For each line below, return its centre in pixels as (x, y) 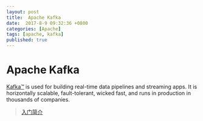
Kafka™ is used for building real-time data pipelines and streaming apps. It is (102, 87)
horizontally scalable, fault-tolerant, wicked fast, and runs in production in (99, 93)
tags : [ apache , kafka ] (35, 34)
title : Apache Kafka (34, 18)
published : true (27, 40)
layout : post (23, 12)
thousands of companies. (38, 99)
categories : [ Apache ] (34, 29)
